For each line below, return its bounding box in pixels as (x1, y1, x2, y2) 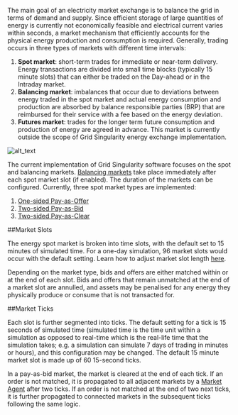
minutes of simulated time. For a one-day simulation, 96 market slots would (7, 247, 228, 255)
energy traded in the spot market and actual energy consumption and (17, 95, 222, 104)
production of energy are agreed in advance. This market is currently (17, 126, 220, 133)
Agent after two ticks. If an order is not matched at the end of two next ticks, (7, 384, 231, 393)
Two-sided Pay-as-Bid (17, 204, 84, 212)
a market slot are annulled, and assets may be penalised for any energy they (7, 283, 231, 292)
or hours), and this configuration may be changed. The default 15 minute (7, 348, 220, 357)
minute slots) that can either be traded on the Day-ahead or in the (17, 72, 210, 81)
